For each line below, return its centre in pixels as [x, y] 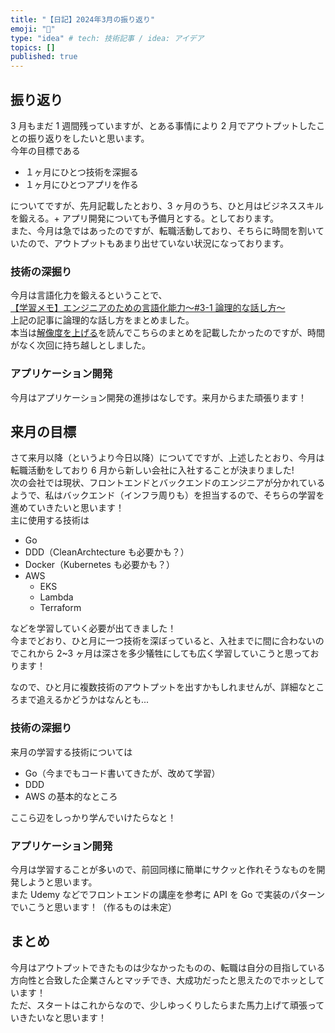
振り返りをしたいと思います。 [88, 138]
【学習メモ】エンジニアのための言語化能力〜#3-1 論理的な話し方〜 [148, 308]
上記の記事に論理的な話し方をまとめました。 [102, 320]
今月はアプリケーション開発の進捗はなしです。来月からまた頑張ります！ [158, 397]
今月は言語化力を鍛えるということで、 [89, 295]
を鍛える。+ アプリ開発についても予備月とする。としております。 [144, 218]
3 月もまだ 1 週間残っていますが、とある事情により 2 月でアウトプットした [163, 125]
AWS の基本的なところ [71, 796]
